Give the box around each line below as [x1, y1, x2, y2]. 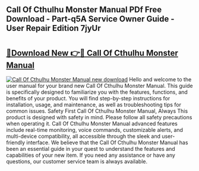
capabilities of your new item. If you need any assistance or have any [6, 151, 175, 159]
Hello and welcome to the [128, 76, 192, 83]
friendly [6, 139, 26, 146]
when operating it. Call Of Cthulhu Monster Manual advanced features [6, 120, 178, 127]
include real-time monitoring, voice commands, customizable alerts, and [6, 126, 183, 133]
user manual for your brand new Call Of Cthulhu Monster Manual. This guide [6, 83, 193, 89]
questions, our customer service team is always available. [6, 158, 148, 165]
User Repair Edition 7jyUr [6, 23, 101, 33]
